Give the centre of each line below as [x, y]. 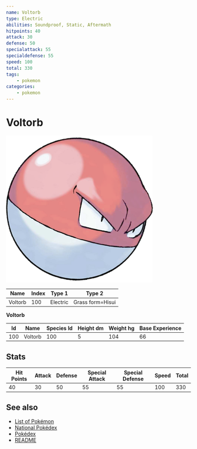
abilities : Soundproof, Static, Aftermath [59, 25]
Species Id [60, 328]
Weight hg [121, 328]
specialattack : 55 [28, 50]
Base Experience [160, 328]
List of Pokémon [34, 421]
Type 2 [95, 293]
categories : [21, 87]
